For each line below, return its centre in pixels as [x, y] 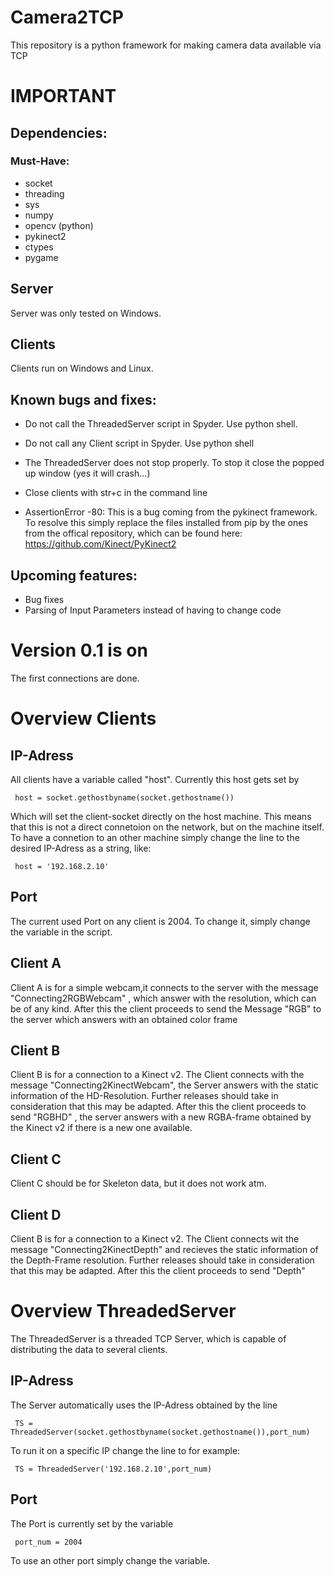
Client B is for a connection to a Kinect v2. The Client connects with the [157, 1075]
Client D [36, 1214]
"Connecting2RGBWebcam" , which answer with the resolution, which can [163, 998]
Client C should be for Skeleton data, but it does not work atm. [138, 1183]
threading [44, 193]
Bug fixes [44, 600]
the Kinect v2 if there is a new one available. [101, 1128]
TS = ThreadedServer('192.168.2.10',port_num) [113, 1469]
